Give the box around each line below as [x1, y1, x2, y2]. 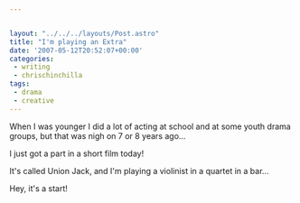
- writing [13, 62, 51, 72]
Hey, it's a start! [9, 182, 68, 194]
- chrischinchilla [13, 71, 83, 80]
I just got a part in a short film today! [9, 148, 145, 159]
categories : [9, 54, 54, 63]
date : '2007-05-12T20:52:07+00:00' [9, 46, 144, 55]
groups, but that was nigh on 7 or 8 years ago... [9, 130, 186, 141]
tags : [9, 79, 30, 88]
